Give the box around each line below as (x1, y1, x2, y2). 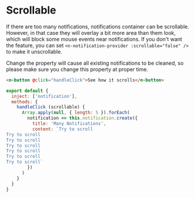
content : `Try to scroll (32, 126, 93, 132)
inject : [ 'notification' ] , (11, 93, 78, 99)
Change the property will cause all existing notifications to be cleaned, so (6, 60, 184, 67)
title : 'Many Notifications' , (32, 121, 107, 127)
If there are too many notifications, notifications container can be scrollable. (6, 23, 190, 30)
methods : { (11, 98, 38, 105)
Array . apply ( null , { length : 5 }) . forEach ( (21, 110, 130, 115)
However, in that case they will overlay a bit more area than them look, (6, 29, 176, 36)
